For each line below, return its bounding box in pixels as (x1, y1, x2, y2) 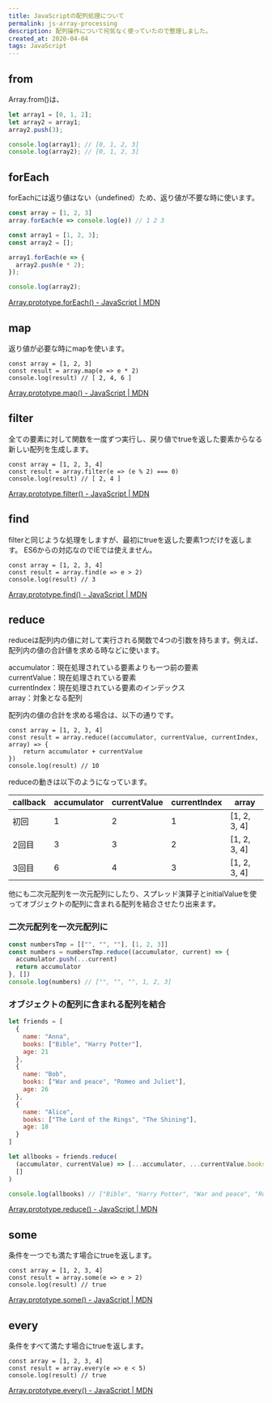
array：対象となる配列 (8, 693, 83, 703)
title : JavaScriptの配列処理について (8, 11, 125, 20)
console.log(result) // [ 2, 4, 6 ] (8, 373, 132, 382)
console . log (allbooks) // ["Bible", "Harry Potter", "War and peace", (8, 1190, 252, 1198)
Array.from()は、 (8, 94, 64, 104)
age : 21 (23, 1047, 49, 1055)
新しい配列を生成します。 (8, 444, 93, 454)
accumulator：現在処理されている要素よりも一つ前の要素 (8, 663, 199, 672)
